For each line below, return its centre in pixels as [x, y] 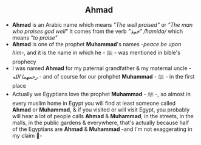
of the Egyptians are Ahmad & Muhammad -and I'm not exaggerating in [102, 129]
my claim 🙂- [27, 135]
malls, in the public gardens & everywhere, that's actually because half [101, 122]
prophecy [24, 62]
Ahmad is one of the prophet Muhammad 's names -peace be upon [97, 44]
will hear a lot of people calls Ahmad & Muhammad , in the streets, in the [103, 116]
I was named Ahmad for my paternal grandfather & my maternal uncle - [102, 68]
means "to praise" [35, 37]
